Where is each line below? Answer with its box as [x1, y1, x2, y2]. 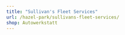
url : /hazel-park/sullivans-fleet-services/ [6, 14, 120, 20]
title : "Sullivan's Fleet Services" [6, 8, 98, 15]
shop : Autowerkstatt [6, 20, 58, 26]
